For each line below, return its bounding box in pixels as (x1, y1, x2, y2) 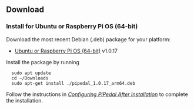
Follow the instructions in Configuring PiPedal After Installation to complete (6, 91, 188, 98)
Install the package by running (6, 58, 79, 65)
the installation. (6, 97, 43, 104)
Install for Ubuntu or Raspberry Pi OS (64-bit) (6, 22, 138, 31)
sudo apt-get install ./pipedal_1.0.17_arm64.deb (11, 80, 135, 86)
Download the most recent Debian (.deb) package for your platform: (6, 35, 171, 43)
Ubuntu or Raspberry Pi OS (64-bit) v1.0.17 (14, 47, 118, 54)
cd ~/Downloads (11, 75, 49, 81)
